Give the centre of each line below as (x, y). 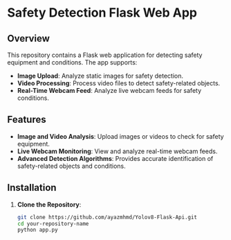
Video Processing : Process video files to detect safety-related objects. (119, 83)
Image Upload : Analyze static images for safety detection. (100, 76)
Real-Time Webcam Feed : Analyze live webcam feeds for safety (109, 91)
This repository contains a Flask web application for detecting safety (105, 55)
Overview (29, 38)
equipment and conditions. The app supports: (72, 62)
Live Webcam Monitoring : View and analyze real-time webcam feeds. (117, 151)
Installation (32, 188)
